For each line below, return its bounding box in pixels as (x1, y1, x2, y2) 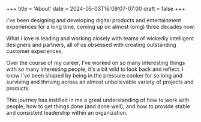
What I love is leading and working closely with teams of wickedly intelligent (6, 35, 194, 41)
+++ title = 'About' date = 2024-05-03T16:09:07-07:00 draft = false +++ (6, 5, 186, 12)
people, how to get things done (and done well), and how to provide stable (6, 103, 191, 110)
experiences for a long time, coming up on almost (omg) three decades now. (6, 23, 196, 30)
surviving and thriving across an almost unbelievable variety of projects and (6, 78, 194, 85)
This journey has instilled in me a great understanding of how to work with (6, 96, 190, 103)
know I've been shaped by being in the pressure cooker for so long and (6, 72, 183, 79)
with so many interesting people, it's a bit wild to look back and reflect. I (6, 66, 184, 73)
